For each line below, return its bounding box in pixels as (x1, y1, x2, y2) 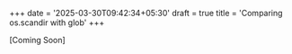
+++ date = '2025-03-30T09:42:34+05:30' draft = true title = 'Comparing (9, 8, 283, 18)
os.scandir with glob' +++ (9, 17, 105, 28)
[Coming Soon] (9, 35, 66, 45)
